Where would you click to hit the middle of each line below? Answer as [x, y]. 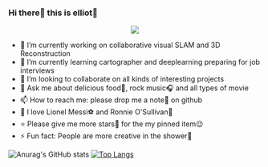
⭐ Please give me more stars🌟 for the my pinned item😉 [112, 124]
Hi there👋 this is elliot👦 [53, 13]
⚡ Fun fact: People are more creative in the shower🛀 [106, 136]
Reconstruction [45, 54]
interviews [37, 70]
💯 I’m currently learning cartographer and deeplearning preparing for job [140, 62]
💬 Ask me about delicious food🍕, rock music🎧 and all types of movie [134, 88]
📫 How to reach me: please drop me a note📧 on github [111, 100]
